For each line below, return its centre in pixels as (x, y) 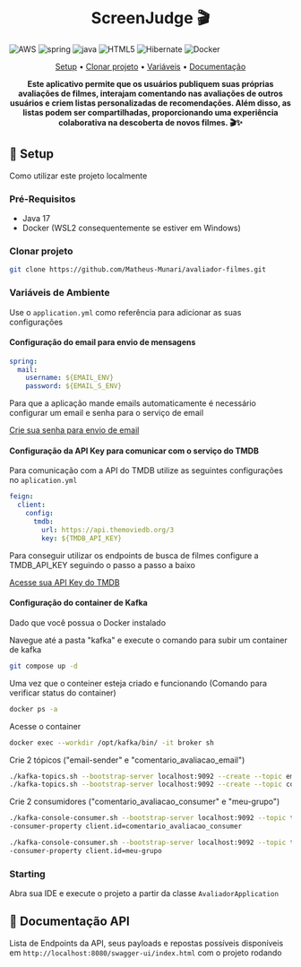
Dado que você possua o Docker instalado (88, 622)
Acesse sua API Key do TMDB (64, 582)
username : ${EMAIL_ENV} (70, 378)
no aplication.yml (43, 480)
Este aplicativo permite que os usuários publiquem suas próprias (150, 83)
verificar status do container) (63, 693)
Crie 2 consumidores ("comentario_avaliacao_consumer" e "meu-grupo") (145, 802)
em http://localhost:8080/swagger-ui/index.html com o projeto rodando (146, 953)
